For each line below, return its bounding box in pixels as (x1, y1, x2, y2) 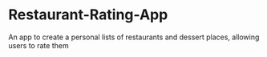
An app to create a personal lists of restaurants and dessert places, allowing (8, 32, 260, 42)
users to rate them (8, 40, 70, 50)
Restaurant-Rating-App (8, 6, 168, 24)
